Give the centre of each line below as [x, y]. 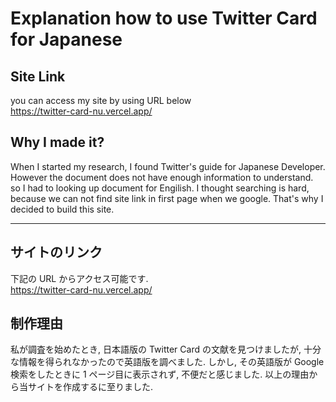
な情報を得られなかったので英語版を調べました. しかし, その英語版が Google [167, 362]
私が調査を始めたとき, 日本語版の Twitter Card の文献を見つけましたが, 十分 [166, 349]
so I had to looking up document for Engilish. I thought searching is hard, [160, 188]
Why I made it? [57, 142]
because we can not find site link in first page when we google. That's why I [167, 198]
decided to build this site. [62, 209]
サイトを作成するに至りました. [90, 387]
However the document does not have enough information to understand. [162, 177]
